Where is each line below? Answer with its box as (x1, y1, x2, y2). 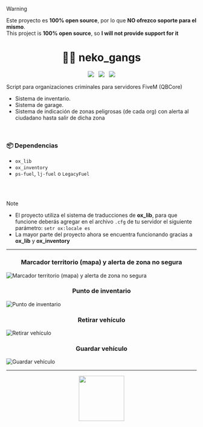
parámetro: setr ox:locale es (14, 225, 91, 232)
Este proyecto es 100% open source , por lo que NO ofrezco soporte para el (6, 17, 197, 24)
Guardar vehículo (75, 344, 128, 353)
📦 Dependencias (6, 141, 59, 150)
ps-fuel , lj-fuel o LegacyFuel (14, 170, 89, 178)
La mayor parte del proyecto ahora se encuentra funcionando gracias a (14, 231, 193, 238)
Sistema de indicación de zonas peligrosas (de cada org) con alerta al (14, 108, 189, 115)
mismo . (6, 24, 25, 30)
